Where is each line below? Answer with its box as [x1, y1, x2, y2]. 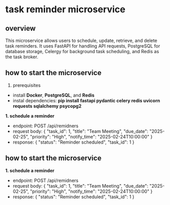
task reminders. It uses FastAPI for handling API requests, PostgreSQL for [5, 43, 160, 49]
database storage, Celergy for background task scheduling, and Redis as [5, 49, 159, 54]
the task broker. [5, 54, 38, 60]
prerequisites [12, 82, 41, 88]
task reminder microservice [5, 4, 125, 15]
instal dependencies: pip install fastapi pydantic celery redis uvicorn [12, 97, 160, 103]
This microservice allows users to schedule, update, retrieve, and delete [5, 37, 158, 43]
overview [5, 24, 36, 33]
